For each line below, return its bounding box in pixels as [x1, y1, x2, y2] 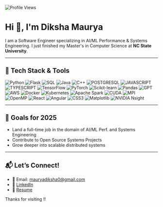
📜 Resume [12, 187, 33, 193]
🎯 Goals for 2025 [5, 114, 57, 122]
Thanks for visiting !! [5, 196, 46, 202]
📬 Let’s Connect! [5, 161, 60, 170]
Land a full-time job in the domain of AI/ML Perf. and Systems [12, 126, 136, 132]
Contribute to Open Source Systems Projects [12, 137, 102, 143]
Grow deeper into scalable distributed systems [12, 142, 106, 148]
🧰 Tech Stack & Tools [5, 67, 69, 75]
